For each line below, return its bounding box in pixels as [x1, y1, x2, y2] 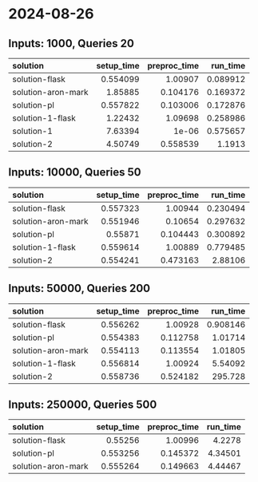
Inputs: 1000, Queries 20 [8, 37, 134, 50]
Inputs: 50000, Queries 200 [8, 282, 151, 295]
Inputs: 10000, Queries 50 [8, 165, 141, 180]
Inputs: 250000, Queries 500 [8, 398, 157, 412]
